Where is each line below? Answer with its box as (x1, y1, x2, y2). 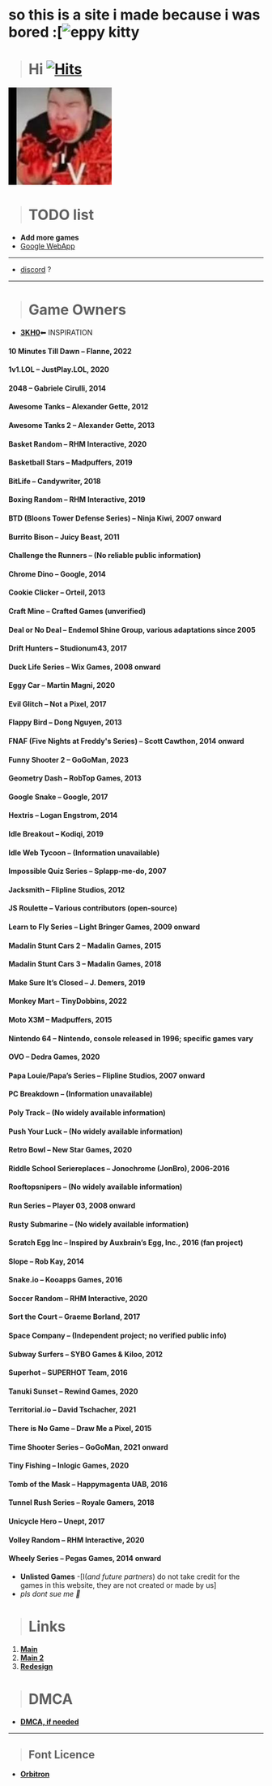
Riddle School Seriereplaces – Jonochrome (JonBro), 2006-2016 (8, 1163, 231, 1173)
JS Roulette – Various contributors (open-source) (8, 903, 178, 913)
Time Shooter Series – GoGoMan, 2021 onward (8, 1442, 168, 1451)
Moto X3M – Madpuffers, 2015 (8, 1014, 113, 1024)
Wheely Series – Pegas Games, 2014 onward (8, 1554, 162, 1563)
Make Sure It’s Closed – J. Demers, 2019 (8, 977, 146, 988)
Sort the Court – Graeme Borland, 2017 (8, 1312, 141, 1321)
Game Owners (28, 301, 127, 319)
